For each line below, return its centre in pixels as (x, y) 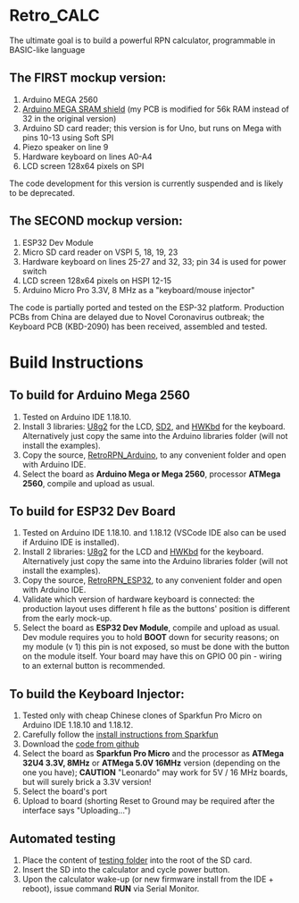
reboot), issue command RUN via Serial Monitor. (111, 889)
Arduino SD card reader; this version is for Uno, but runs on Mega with (152, 128)
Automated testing (62, 838)
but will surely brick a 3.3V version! (87, 782)
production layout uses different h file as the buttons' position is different (156, 609)
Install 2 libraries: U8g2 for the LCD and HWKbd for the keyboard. (143, 552)
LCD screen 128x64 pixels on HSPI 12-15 (97, 280)
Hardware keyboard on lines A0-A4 (87, 156)
